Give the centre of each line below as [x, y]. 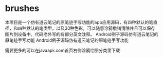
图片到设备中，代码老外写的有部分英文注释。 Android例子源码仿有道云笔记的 [82, 34]
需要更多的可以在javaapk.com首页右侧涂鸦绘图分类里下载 [63, 50]
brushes [22, 8]
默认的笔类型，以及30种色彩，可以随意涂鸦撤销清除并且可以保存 [91, 28]
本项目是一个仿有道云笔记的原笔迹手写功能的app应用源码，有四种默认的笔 [79, 22]
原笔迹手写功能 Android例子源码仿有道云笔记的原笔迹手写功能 [67, 40]
